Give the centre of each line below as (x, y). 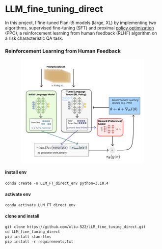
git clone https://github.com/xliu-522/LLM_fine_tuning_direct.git (76, 227)
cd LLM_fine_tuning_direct (33, 232)
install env (16, 172)
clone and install (22, 216)
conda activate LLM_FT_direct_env (40, 205)
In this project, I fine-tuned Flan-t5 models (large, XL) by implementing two (81, 23)
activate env (18, 194)
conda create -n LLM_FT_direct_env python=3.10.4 (57, 183)
